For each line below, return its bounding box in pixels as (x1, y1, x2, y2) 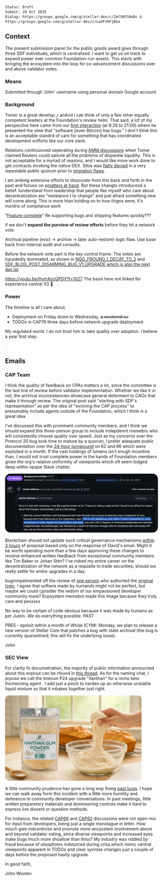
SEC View (5, 654, 29, 661)
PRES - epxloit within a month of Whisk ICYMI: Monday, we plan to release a (5, 622, 158, 628)
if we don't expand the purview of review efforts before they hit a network (5, 222, 155, 228)
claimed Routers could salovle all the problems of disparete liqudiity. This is (5, 152, 156, 158)
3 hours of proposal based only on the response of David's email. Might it (5, 542, 152, 548)
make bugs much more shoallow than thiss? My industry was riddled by (5, 836, 148, 842)
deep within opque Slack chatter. (5, 464, 71, 470)
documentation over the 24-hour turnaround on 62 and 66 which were (5, 444, 146, 449)
